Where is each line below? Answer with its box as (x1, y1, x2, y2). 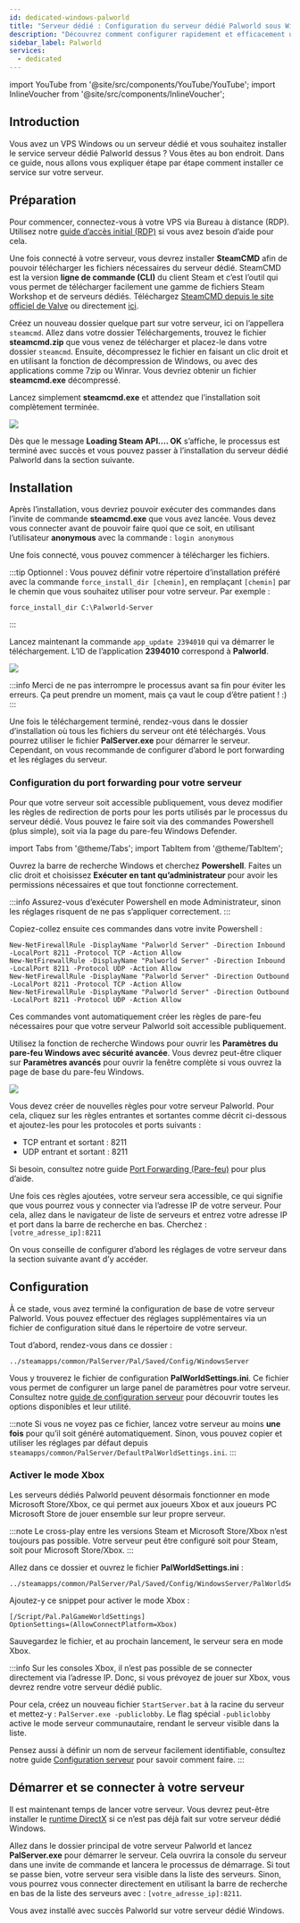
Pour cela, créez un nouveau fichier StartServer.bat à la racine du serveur (9, 1699, 285, 1709)
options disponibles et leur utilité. (9, 1401, 131, 1412)
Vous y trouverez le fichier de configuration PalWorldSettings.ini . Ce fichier (9, 1372, 289, 1383)
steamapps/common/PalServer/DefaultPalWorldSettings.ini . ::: (9, 1446, 237, 1457)
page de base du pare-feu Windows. (9, 1066, 145, 1077)
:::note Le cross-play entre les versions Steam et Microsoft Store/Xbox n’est (9, 1525, 287, 1536)
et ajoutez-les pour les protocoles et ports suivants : (9, 1119, 202, 1130)
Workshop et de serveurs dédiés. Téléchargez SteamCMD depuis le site (9, 291, 274, 301)
